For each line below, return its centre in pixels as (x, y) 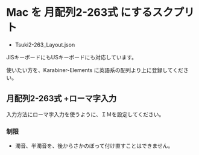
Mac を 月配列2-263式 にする (79, 12)
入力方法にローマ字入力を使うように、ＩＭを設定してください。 (85, 114)
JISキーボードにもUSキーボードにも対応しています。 (72, 57)
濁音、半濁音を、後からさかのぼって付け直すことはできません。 (94, 146)
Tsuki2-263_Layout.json (45, 45)
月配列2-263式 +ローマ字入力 (62, 98)
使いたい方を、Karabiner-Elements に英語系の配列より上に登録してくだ (95, 70)
